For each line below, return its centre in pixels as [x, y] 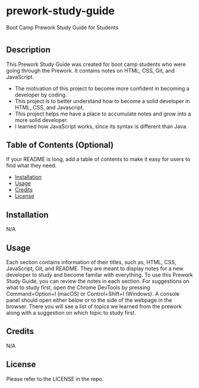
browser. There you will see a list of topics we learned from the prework [94, 306]
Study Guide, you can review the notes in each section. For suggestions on [98, 281]
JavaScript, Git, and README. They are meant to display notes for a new [95, 268]
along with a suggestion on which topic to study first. [71, 312]
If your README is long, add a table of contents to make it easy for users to [98, 159]
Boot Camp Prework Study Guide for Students [62, 27]
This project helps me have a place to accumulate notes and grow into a [103, 114]
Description [28, 50]
